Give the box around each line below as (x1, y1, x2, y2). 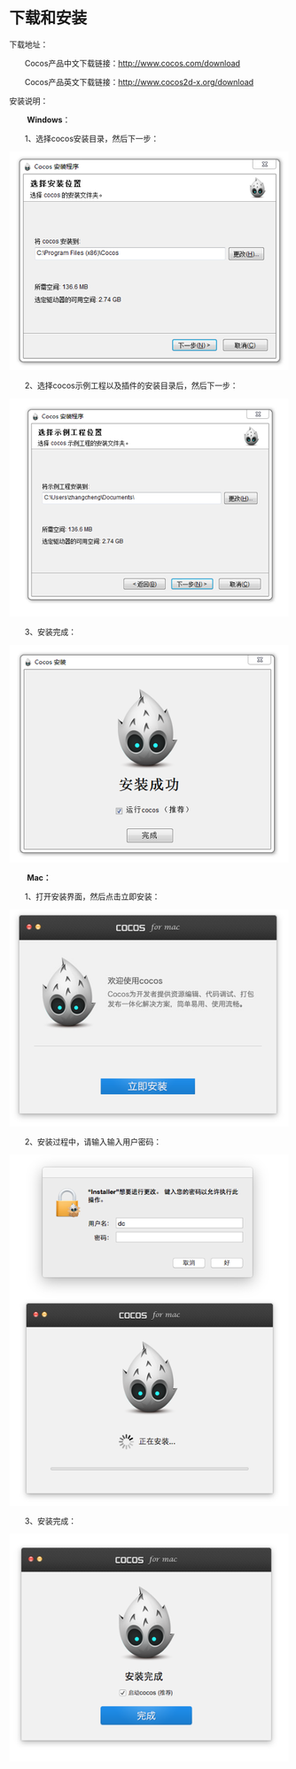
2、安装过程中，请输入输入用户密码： (25, 1137, 162, 1147)
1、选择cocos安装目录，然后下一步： (25, 133, 160, 144)
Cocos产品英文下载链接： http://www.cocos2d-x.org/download (25, 76, 254, 87)
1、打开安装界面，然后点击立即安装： (25, 891, 160, 902)
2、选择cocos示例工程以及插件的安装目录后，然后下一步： (25, 380, 238, 391)
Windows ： (26, 114, 71, 125)
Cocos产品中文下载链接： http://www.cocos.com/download (25, 58, 241, 68)
